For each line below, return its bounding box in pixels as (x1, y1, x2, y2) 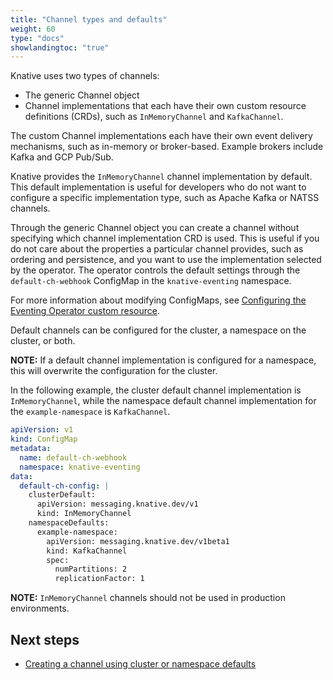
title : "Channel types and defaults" (10, 14, 168, 25)
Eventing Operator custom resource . (10, 305, 161, 317)
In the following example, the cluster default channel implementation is (10, 384, 302, 396)
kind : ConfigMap (10, 434, 78, 445)
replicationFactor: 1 (54, 574, 145, 584)
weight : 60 (10, 24, 56, 34)
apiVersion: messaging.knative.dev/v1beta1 (46, 536, 230, 546)
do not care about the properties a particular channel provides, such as (10, 243, 304, 255)
